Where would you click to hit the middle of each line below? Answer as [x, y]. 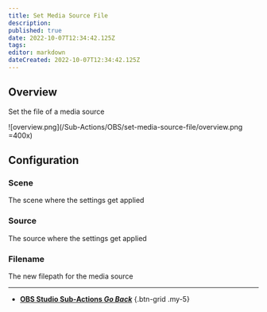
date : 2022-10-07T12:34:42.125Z [62, 38]
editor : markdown [37, 53]
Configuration [44, 160]
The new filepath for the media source [71, 276]
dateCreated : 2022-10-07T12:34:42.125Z [74, 60]
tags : [17, 45]
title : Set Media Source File [58, 16]
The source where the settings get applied [77, 238]
